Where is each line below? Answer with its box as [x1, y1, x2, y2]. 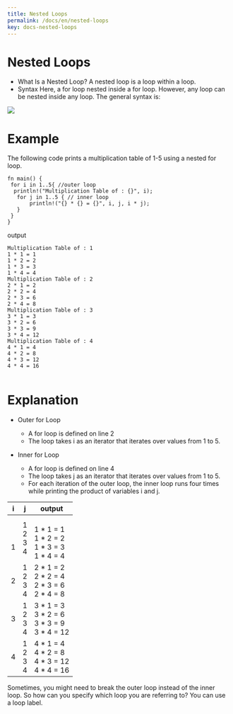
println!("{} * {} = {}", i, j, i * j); [29, 200, 150, 208]
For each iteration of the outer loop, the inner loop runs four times [28, 480, 220, 488]
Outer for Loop [17, 416, 61, 424]
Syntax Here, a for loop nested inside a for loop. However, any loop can [17, 85, 226, 93]
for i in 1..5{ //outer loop [10, 181, 97, 188]
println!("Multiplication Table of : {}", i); [13, 188, 153, 195]
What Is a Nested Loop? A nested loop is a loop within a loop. [17, 77, 196, 86]
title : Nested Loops [7, 10, 68, 18]
